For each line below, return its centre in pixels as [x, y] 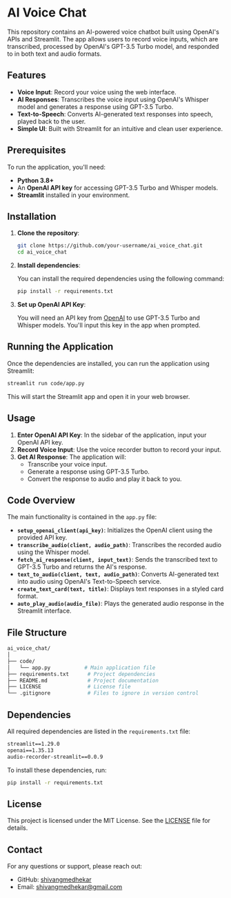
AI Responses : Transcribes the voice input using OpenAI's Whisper [113, 99]
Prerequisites [37, 151]
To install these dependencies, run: [57, 770]
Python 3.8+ [35, 180]
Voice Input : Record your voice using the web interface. [97, 92]
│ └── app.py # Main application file [81, 667]
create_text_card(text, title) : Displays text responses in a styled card [120, 589]
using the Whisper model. [54, 552]
